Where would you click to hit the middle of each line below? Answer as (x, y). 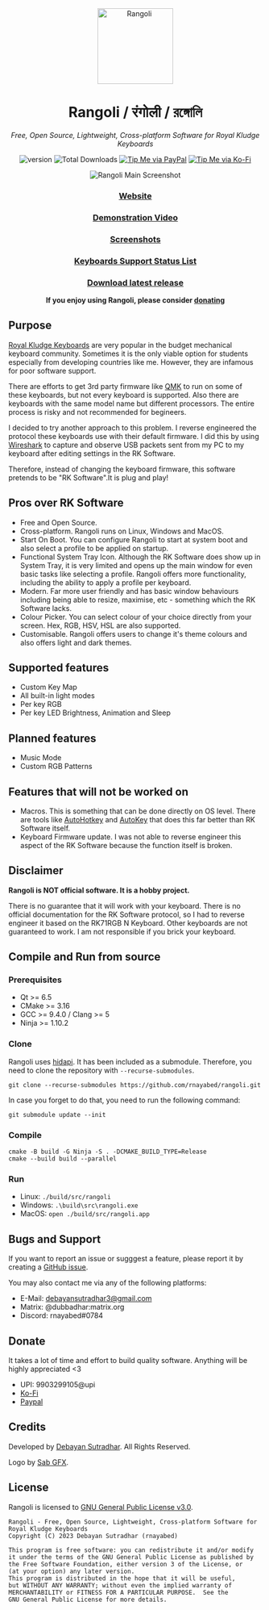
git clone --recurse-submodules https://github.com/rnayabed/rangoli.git (135, 1085)
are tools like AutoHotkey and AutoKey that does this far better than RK (137, 819)
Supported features (59, 668)
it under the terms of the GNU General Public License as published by (131, 1557)
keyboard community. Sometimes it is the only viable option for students (128, 353)
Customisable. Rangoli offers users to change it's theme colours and (133, 634)
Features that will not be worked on (99, 791)
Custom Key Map (49, 687)
